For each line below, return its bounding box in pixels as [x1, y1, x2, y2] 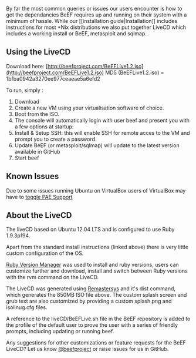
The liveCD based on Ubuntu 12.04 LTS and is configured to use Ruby [6, 226, 175, 233]
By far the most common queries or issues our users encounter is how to [6, 5, 183, 12]
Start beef [14, 154, 39, 161]
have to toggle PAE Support [6, 193, 73, 200]
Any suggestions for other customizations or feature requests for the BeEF [6, 339, 186, 346]
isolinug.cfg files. [6, 304, 48, 311]
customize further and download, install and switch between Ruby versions [6, 267, 188, 274]
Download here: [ [6, 62, 48, 69]
